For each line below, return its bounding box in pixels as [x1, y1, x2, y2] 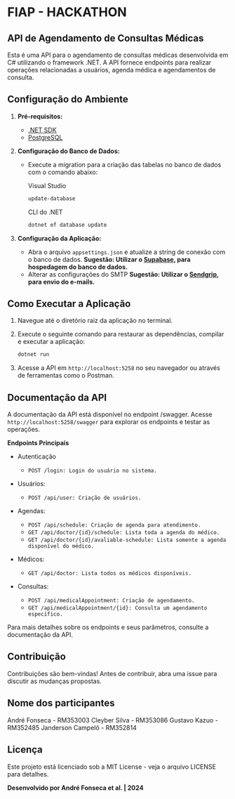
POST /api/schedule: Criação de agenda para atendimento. [27, 522, 201, 529]
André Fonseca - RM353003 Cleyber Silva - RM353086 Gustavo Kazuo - [7, 715, 219, 724]
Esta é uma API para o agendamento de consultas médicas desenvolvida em [7, 51, 229, 59]
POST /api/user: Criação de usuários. [27, 494, 142, 502]
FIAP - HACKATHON [7, 4, 128, 20]
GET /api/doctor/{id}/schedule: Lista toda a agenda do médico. [27, 529, 220, 536]
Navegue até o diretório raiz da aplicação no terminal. [17, 317, 173, 325]
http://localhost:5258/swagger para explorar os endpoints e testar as [7, 418, 210, 426]
